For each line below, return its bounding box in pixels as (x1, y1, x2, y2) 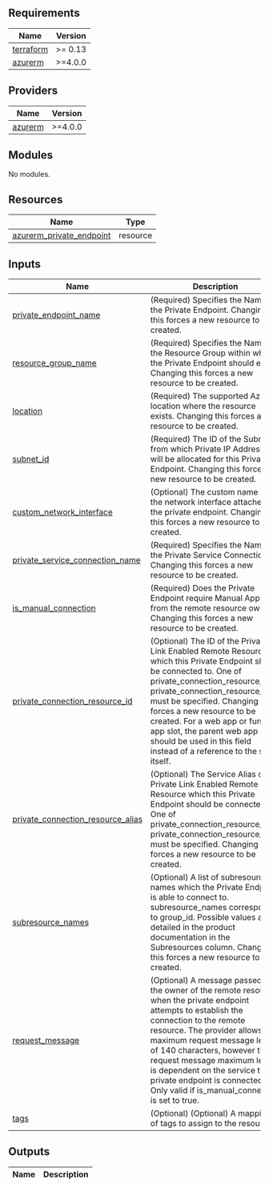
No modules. (8, 170, 50, 179)
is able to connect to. (150, 892, 230, 903)
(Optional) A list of (150, 872, 219, 883)
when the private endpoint (150, 995, 250, 1006)
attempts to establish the (150, 1005, 243, 1016)
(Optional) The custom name (150, 487, 259, 498)
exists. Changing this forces (150, 411, 255, 422)
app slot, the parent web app (150, 726, 259, 737)
